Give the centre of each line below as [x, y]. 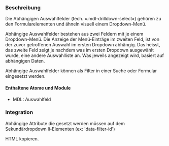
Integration [19, 112]
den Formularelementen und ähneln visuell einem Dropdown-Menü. [76, 24]
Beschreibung [23, 8]
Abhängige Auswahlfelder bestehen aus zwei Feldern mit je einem [74, 34]
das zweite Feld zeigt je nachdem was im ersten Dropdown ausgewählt [79, 50]
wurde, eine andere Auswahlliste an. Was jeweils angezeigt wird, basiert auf [84, 55]
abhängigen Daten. [25, 61]
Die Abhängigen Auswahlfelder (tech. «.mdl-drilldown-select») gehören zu [83, 19]
